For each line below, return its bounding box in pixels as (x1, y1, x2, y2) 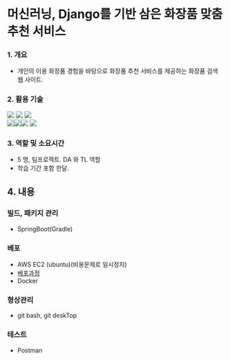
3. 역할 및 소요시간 (7, 138, 65, 148)
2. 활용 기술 (7, 95, 44, 104)
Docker (17, 277, 39, 285)
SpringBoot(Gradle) (17, 225, 73, 233)
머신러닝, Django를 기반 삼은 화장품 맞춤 (7, 6, 223, 22)
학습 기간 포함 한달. (17, 164, 69, 173)
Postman (17, 346, 43, 354)
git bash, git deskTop (17, 312, 77, 320)
